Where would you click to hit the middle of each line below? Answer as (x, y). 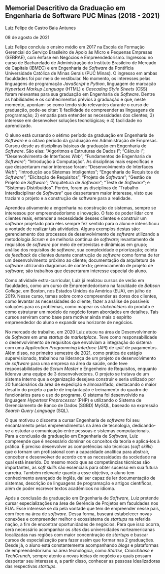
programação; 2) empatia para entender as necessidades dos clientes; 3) (80, 115)
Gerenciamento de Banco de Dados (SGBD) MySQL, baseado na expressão (82, 405)
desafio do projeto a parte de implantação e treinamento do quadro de (76, 389)
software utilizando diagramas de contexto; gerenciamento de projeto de (79, 265)
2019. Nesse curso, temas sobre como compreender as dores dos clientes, (81, 296)
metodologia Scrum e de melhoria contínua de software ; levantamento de (80, 239)
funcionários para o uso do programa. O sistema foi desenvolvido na (75, 395)
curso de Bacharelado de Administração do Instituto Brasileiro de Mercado (81, 62)
